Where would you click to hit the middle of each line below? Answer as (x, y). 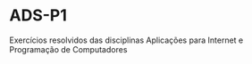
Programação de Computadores (68, 49)
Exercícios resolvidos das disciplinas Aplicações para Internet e (126, 40)
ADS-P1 (38, 16)
